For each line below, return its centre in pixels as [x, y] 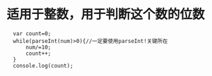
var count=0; [32, 33]
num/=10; [38, 47]
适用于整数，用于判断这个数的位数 [106, 14]
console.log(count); [43, 65]
